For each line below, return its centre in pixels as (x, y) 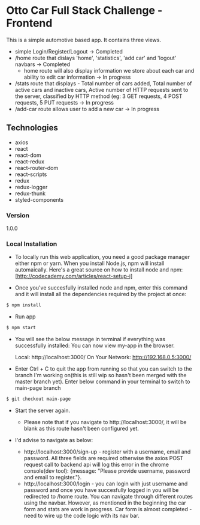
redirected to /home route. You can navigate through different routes (108, 496)
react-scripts (31, 174)
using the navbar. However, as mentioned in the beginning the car (105, 503)
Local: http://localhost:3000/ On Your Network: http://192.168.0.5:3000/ (103, 357)
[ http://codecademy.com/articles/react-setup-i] (74, 276)
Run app (25, 317)
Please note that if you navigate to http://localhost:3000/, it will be (105, 422)
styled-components (39, 199)
